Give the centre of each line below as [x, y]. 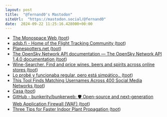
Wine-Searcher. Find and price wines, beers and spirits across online [83, 64]
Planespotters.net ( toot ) [37, 48]
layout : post [19, 10]
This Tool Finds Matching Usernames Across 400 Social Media [77, 80]
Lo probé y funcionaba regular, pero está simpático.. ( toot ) [73, 75]
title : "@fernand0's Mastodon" [39, 14]
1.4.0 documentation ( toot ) [40, 59]
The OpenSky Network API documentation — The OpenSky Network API [87, 54]
